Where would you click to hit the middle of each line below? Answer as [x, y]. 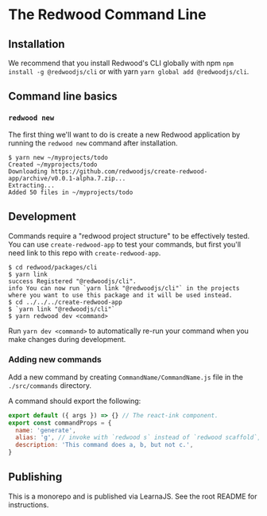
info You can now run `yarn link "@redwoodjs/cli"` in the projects [124, 288]
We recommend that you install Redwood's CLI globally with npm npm [121, 63]
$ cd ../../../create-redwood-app [66, 302]
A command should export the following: [75, 401]
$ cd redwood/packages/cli [53, 267]
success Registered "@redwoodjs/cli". [72, 281]
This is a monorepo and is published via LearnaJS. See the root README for [133, 496]
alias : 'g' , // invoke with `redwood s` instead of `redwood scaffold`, [138, 438]
